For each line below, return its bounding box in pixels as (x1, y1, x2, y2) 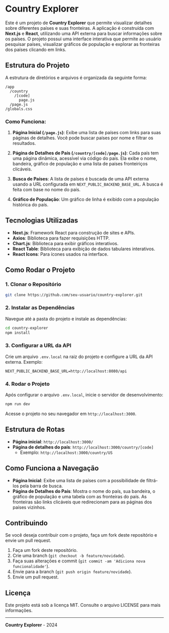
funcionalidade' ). (12, 563, 50, 569)
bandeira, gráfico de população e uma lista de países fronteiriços (12, 161, 148, 167)
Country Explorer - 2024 (5, 622, 58, 628)
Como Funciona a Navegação (5, 464, 99, 473)
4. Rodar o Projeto (5, 380, 50, 387)
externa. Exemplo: (5, 359, 43, 365)
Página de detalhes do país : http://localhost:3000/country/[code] (12, 444, 154, 450)
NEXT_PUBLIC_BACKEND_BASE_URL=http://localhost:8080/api (5, 369, 127, 374)
